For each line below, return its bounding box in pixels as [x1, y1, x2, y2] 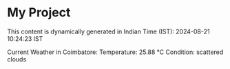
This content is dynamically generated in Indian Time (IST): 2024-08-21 [7, 27, 210, 36]
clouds [7, 55, 27, 63]
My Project [7, 5, 71, 20]
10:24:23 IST [7, 34, 43, 42]
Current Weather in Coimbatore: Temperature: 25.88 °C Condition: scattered [7, 48, 224, 56]
